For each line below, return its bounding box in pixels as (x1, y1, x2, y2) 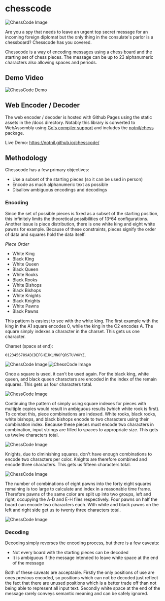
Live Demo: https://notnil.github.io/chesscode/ (5, 139, 99, 146)
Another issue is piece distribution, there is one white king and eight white (5, 221, 155, 227)
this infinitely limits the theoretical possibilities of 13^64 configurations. (5, 216, 149, 222)
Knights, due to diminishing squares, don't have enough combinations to (5, 451, 152, 457)
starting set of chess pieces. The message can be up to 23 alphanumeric (5, 54, 154, 60)
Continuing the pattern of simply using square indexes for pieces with (5, 400, 147, 406)
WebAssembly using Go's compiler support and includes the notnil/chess (5, 124, 154, 131)
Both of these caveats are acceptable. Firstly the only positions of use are (5, 569, 155, 575)
